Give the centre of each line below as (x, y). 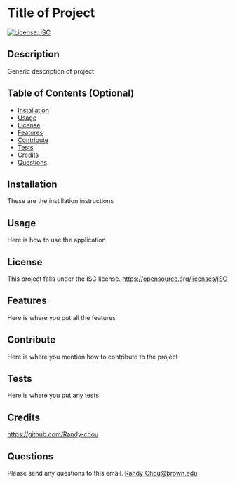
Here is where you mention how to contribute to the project (93, 357)
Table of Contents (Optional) (71, 94)
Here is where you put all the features (61, 317)
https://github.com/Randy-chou (53, 434)
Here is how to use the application (57, 240)
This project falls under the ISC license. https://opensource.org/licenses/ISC (117, 279)
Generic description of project (51, 71)
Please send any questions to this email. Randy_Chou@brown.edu (102, 473)
